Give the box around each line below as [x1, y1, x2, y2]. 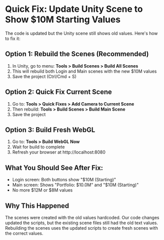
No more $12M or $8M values [12, 187, 73, 193]
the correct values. [5, 231, 43, 236]
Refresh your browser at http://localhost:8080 [12, 149, 106, 155]
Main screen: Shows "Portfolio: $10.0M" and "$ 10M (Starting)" [12, 182, 139, 188]
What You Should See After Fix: [5, 163, 103, 172]
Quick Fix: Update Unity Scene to [5, 3, 143, 15]
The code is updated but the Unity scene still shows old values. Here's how [5, 30, 158, 36]
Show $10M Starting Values [5, 14, 121, 25]
